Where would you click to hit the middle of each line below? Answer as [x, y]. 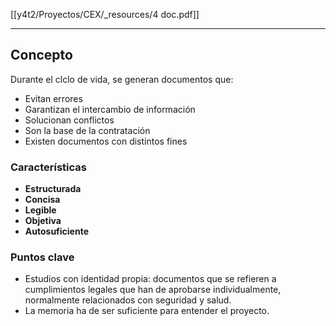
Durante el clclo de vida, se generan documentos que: [122, 79]
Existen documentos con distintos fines [106, 141]
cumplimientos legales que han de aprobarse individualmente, [153, 290]
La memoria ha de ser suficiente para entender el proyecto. [147, 311]
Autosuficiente [56, 231]
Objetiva [43, 221]
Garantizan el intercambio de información [110, 109]
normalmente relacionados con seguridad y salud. [128, 300]
